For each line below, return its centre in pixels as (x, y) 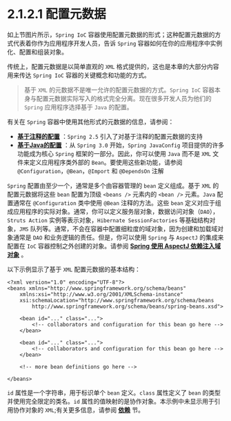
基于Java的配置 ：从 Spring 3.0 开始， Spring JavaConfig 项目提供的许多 (121, 145)
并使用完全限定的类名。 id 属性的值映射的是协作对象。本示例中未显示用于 (111, 401)
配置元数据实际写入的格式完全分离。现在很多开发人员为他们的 (124, 98)
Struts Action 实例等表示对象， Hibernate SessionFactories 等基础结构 (109, 220)
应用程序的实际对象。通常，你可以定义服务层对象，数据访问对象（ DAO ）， (116, 211)
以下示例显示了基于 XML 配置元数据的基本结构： (74, 269)
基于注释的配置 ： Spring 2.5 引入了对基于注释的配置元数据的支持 (110, 136)
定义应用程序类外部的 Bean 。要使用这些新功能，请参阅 (106, 162)
